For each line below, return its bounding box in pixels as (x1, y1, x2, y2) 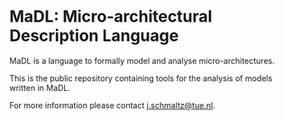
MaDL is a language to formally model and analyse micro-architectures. (9, 55, 275, 66)
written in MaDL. (9, 82, 70, 93)
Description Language (9, 25, 179, 46)
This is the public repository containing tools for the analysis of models (9, 72, 273, 83)
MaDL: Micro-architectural (9, 6, 213, 27)
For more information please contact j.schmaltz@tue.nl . (9, 99, 215, 110)
